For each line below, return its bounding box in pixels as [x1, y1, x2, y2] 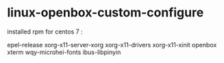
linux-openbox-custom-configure [7, 5, 204, 21]
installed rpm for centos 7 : [7, 27, 84, 36]
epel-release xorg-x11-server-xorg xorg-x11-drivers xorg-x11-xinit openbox [7, 40, 217, 49]
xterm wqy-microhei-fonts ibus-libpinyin [7, 48, 121, 56]
